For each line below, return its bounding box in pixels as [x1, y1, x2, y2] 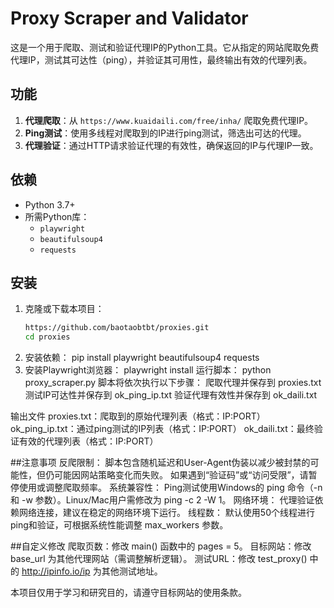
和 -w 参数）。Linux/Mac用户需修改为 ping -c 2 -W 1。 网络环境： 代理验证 [10, 494, 315, 506]
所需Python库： [24, 210, 90, 222]
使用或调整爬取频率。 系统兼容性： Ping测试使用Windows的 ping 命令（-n [18, 482, 323, 494]
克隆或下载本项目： [24, 303, 105, 315]
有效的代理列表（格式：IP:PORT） [18, 435, 159, 447]
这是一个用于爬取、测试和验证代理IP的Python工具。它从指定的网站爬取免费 [10, 41, 320, 53]
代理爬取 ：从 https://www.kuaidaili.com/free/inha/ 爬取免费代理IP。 [24, 114, 314, 126]
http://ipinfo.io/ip [21, 565, 91, 577]
